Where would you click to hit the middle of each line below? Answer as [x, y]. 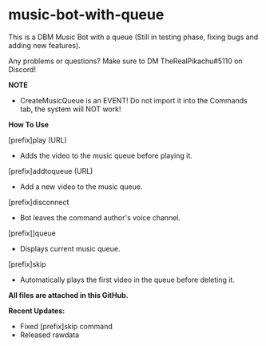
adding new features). [45, 45]
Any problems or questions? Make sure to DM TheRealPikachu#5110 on [125, 61]
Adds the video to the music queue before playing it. [106, 155]
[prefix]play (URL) [38, 140]
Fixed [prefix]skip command [66, 326]
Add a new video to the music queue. [81, 187]
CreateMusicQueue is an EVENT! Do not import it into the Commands [133, 100]
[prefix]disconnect [39, 202]
